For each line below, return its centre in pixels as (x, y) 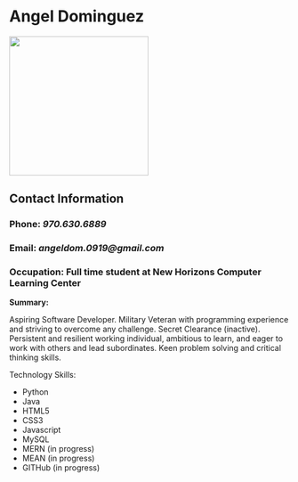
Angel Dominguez (77, 16)
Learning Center (45, 283)
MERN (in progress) (58, 449)
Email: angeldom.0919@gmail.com (87, 249)
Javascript (41, 430)
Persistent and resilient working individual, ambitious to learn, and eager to (146, 339)
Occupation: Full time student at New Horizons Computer (136, 272)
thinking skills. (36, 357)
